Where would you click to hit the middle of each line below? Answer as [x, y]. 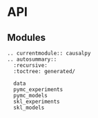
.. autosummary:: [32, 59]
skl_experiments [37, 101]
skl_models [29, 108]
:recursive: [31, 66]
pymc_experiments [38, 90]
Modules [27, 38]
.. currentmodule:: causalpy [49, 53]
